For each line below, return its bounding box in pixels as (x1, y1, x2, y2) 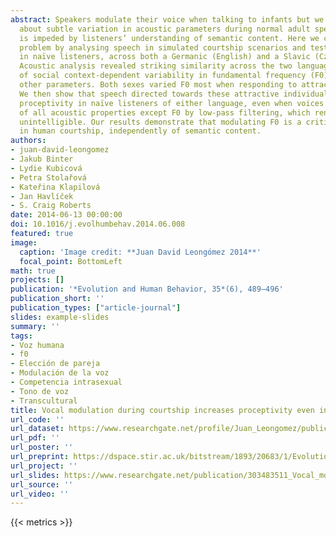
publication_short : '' (10, 294, 105, 304)
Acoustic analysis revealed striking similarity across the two (19, 61, 293, 71)
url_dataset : (10, 424, 65, 434)
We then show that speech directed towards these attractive (19, 89, 280, 99)
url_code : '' (10, 414, 65, 425)
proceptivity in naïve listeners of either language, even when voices (19, 98, 325, 108)
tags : (10, 331, 33, 341)
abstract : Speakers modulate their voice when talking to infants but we (10, 14, 325, 25)
